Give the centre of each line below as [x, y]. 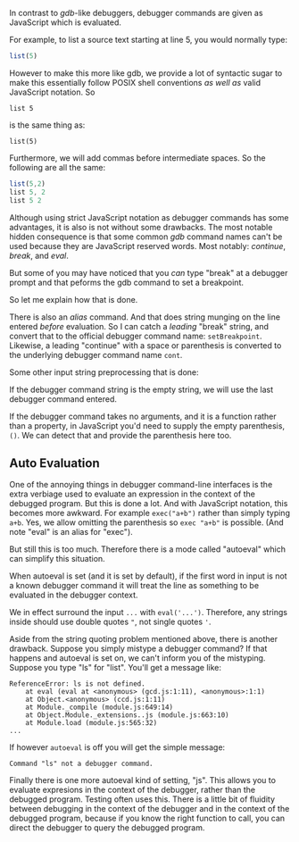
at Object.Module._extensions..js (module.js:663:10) [127, 715]
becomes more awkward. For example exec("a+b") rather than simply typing [149, 513]
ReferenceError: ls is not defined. [77, 684]
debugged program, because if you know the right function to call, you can [147, 818]
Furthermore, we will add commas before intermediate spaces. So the [137, 158]
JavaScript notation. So [52, 92]
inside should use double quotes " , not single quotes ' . [110, 622]
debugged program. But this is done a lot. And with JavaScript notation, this [149, 504]
